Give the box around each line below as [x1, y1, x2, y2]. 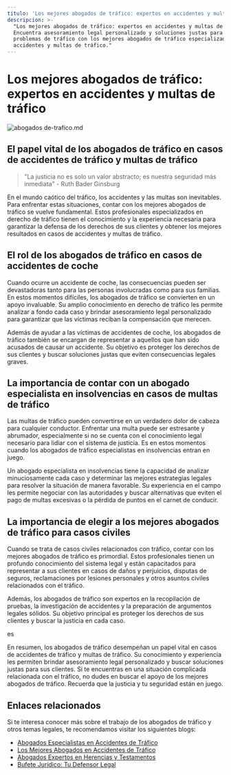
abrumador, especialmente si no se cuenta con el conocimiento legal [7, 431, 202, 440]
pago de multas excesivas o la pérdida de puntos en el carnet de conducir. [7, 496, 219, 504]
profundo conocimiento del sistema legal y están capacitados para [7, 559, 196, 568]
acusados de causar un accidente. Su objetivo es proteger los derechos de [7, 343, 220, 351]
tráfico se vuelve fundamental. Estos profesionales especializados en [7, 207, 204, 216]
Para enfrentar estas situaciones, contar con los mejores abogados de [7, 200, 206, 208]
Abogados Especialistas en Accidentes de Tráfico [16, 739, 158, 746]
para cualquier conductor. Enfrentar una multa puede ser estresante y [7, 424, 205, 433]
